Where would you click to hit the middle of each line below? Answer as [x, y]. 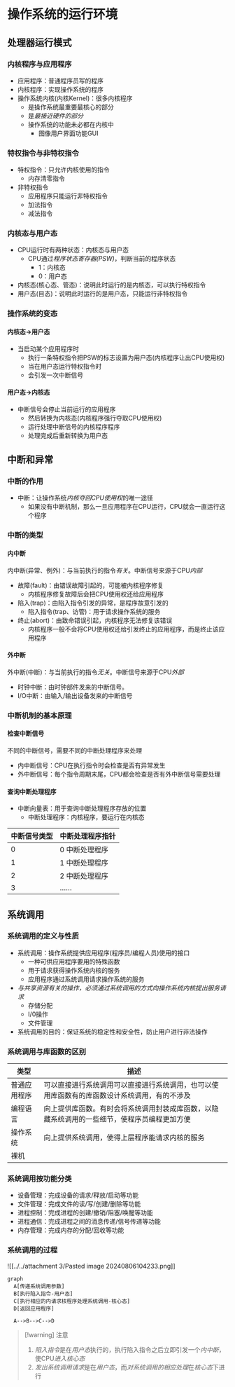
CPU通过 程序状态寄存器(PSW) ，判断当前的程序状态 [102, 259]
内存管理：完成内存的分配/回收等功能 [71, 1230]
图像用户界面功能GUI [69, 133]
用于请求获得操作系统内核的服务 [74, 970]
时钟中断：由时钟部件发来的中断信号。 [72, 687]
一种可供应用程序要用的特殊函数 [74, 962]
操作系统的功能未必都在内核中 [71, 124]
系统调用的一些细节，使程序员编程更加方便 [121, 1119]
